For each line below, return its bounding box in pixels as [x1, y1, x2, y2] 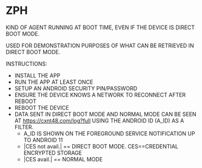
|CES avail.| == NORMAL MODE [23, 155, 103, 163]
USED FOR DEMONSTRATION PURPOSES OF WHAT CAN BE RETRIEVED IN [5, 42, 195, 49]
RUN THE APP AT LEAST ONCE [14, 78, 93, 86]
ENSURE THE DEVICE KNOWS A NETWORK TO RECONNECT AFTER [14, 91, 186, 98]
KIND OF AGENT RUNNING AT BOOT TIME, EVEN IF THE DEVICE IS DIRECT [5, 24, 195, 31]
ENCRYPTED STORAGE [23, 149, 82, 156]
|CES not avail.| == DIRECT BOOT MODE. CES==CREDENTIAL [23, 143, 178, 150]
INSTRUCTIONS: [5, 60, 47, 67]
